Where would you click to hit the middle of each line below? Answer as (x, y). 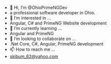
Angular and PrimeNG (32, 33)
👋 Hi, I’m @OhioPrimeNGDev (38, 8)
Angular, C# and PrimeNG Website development (58, 23)
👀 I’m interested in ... (30, 18)
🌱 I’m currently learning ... (36, 28)
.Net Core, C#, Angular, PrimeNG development (56, 44)
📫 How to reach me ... (32, 49)
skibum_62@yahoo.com (34, 56)
